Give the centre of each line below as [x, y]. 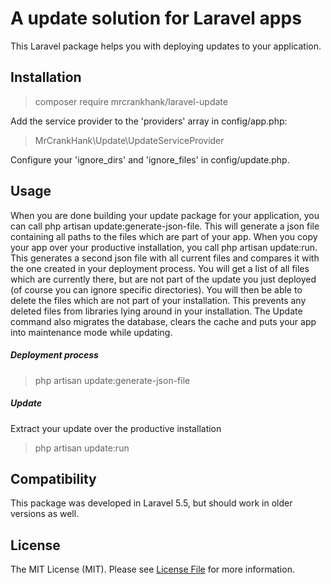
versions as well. [45, 514]
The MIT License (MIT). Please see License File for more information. [152, 569]
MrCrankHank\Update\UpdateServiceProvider [129, 140]
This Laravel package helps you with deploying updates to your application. [166, 46]
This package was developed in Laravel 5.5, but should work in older [151, 503]
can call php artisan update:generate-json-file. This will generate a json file [165, 226]
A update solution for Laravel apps [156, 18]
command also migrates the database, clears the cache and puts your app [163, 321]
